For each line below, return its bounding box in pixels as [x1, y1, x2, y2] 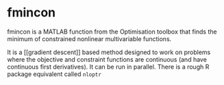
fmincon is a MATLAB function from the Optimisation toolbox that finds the [7, 27, 217, 36]
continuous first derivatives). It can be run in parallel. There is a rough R [7, 62, 210, 71]
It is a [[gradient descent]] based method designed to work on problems [7, 48, 211, 56]
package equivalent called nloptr [7, 70, 101, 78]
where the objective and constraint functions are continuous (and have [7, 55, 208, 63]
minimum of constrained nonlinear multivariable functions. [7, 34, 172, 42]
